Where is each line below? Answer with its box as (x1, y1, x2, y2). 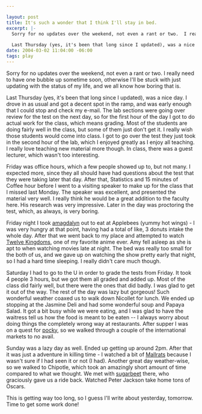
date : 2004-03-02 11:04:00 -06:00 (6, 47, 93, 54)
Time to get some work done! (6, 400, 79, 408)
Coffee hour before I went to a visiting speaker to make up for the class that (6, 182, 194, 189)
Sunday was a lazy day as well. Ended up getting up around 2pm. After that (6, 344, 192, 352)
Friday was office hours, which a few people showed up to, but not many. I (6, 163, 191, 170)
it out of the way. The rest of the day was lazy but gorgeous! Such (6, 288, 170, 295)
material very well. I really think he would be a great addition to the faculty (6, 194, 189, 202)
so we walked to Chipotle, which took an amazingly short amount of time (6, 364, 186, 371)
